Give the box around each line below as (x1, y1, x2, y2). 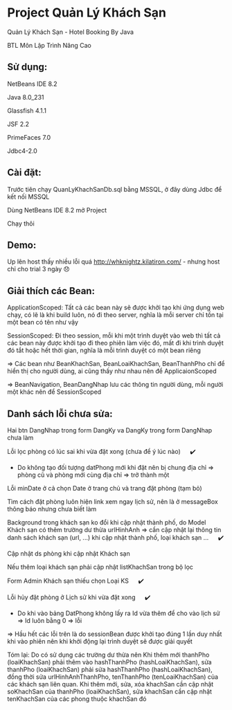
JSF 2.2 (7, 120, 30, 128)
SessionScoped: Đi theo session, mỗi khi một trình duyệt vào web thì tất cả (7, 331, 221, 340)
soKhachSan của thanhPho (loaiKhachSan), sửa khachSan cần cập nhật (7, 687, 213, 695)
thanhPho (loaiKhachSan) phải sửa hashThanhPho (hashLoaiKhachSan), (7, 666, 213, 673)
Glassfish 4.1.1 (7, 106, 47, 115)
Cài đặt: (7, 167, 42, 179)
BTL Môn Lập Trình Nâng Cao (7, 41, 92, 49)
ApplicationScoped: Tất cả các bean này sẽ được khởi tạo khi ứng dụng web (7, 303, 225, 312)
